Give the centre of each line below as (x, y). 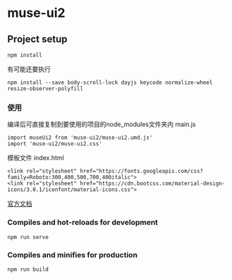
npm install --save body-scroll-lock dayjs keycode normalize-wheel (110, 83)
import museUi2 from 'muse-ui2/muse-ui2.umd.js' (80, 138)
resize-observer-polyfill (45, 89)
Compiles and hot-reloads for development (83, 222)
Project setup (38, 39)
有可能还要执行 (29, 69)
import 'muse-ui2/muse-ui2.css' (55, 144)
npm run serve (28, 237)
